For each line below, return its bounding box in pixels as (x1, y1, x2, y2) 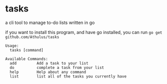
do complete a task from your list (10, 65, 104, 70)
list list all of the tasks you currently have (10, 73, 127, 79)
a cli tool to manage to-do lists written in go (5, 19, 95, 25)
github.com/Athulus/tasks (5, 34, 59, 39)
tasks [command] (10, 47, 44, 52)
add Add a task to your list (10, 60, 89, 65)
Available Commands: (5, 56, 49, 61)
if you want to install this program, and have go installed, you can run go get (5, 29, 162, 35)
